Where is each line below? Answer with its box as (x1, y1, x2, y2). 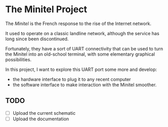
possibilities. (5, 56, 32, 62)
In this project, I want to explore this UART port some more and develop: (5, 66, 157, 72)
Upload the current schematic (12, 110, 76, 116)
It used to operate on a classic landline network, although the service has (5, 30, 160, 36)
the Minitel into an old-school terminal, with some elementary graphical (5, 51, 155, 57)
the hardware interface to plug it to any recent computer (12, 76, 131, 82)
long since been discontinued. (5, 36, 69, 42)
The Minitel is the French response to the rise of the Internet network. (5, 20, 152, 27)
